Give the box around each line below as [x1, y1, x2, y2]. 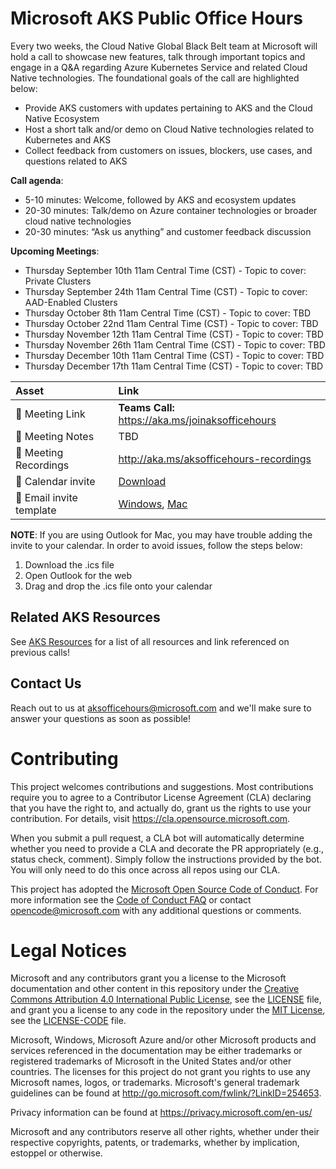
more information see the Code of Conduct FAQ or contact [10, 893, 252, 906]
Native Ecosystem [24, 112, 100, 124]
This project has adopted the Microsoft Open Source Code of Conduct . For [10, 883, 319, 895]
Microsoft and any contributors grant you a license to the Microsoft [10, 972, 287, 984]
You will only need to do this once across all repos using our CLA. [10, 863, 281, 876]
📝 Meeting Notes [15, 429, 95, 443]
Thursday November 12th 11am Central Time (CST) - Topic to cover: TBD [24, 328, 324, 340]
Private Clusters [24, 275, 92, 287]
